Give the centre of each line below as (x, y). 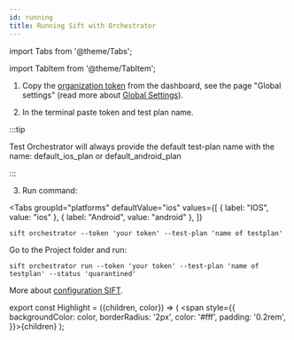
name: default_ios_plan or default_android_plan (95, 155)
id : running (31, 17)
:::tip (17, 129)
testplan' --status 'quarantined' (73, 273)
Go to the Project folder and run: (68, 249)
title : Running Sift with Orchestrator (83, 26)
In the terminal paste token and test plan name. (108, 112)
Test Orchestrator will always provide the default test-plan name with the (142, 146)
